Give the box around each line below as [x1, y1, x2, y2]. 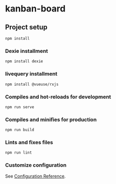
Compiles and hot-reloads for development [5, 93, 112, 100]
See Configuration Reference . [5, 173, 66, 179]
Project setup [5, 23, 48, 31]
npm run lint [5, 150, 32, 155]
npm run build [5, 128, 35, 133]
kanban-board [5, 3, 66, 14]
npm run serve [5, 104, 35, 110]
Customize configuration [5, 162, 67, 169]
